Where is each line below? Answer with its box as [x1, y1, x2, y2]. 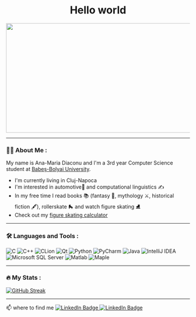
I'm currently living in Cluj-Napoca [14, 177, 97, 184]
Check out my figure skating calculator [14, 211, 108, 219]
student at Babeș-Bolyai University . [6, 166, 91, 173]
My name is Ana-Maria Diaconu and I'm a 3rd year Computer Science [6, 159, 173, 166]
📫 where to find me [6, 304, 54, 311]
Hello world [69, 4, 127, 17]
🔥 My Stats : [6, 274, 41, 282]
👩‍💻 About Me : [6, 146, 48, 154]
